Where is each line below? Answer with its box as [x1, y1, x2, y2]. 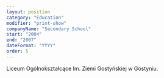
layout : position [6, 8, 51, 15]
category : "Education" [6, 15, 64, 21]
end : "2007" [6, 37, 37, 43]
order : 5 [6, 48, 29, 54]
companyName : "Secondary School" [6, 25, 91, 32]
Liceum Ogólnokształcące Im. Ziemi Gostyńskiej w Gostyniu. [6, 65, 159, 72]
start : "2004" [6, 31, 43, 37]
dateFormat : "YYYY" [6, 43, 56, 49]
